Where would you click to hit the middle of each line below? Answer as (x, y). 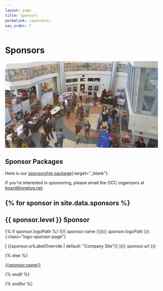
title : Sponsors (21, 15)
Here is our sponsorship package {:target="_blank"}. (57, 173)
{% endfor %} (19, 284)
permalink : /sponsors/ (28, 20)
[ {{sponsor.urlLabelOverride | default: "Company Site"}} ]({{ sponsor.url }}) (81, 246)
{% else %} (16, 255)
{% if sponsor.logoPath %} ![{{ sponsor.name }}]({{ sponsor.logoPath (74, 232)
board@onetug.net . (24, 188)
